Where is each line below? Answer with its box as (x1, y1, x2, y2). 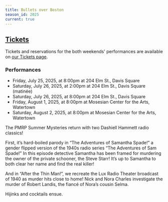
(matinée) (12, 88, 33, 94)
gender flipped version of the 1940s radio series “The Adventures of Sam (5, 145, 157, 151)
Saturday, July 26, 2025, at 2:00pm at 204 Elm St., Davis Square (12, 83, 145, 89)
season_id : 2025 (5, 12, 39, 17)
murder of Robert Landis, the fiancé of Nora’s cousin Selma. (5, 181, 129, 187)
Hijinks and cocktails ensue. (5, 191, 63, 197)
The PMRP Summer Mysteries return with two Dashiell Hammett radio (5, 125, 149, 131)
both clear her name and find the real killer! (5, 161, 94, 167)
